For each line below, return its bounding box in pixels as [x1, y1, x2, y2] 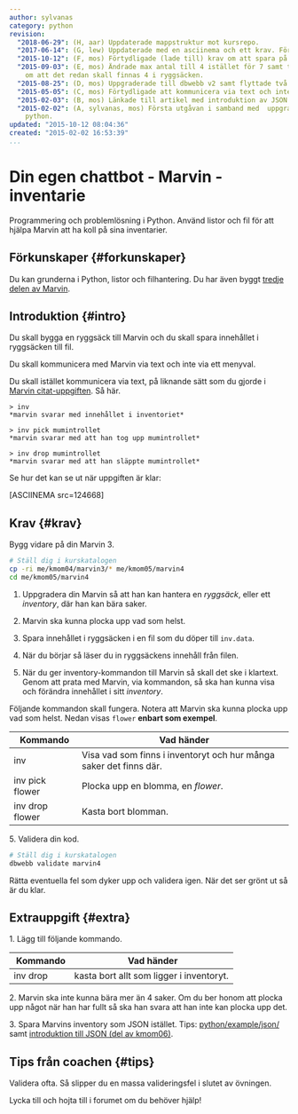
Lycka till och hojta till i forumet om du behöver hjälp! [9, 1095, 202, 1106]
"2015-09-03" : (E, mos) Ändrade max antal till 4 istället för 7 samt [17, 63, 284, 72]
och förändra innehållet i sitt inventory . [21, 685, 164, 697]
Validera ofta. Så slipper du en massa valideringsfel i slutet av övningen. [9, 1078, 272, 1088]
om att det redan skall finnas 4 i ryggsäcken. [25, 71, 204, 80]
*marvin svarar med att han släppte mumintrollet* [9, 457, 200, 466]
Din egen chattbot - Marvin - [9, 167, 223, 187]
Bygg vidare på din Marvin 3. [9, 539, 115, 550]
